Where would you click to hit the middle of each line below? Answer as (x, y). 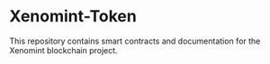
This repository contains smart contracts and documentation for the (135, 41)
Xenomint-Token (73, 16)
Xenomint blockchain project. (64, 50)
